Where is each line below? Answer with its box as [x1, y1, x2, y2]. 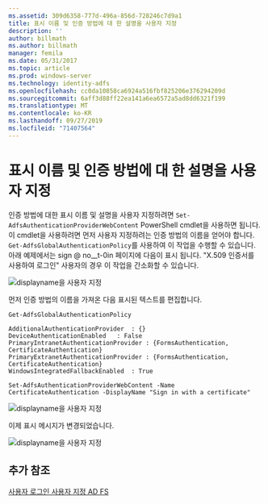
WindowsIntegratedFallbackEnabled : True [8, 367, 153, 375]
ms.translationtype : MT [8, 102, 89, 110]
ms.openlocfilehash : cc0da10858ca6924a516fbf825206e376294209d [8, 86, 226, 95]
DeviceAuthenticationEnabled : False [8, 331, 143, 339]
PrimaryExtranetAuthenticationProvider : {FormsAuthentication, [8, 352, 229, 361]
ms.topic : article [8, 65, 70, 73]
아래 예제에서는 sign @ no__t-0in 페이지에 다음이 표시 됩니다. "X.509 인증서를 [8, 250, 255, 260]
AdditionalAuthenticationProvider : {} [8, 324, 147, 333]
